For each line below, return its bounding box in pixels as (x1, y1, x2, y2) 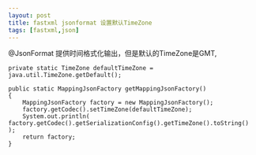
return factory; (22, 133, 77, 142)
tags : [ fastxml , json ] (8, 26, 80, 34)
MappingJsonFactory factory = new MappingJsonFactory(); (22, 99, 214, 107)
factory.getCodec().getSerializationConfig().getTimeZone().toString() (8, 120, 249, 127)
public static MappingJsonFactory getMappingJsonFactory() (8, 85, 207, 93)
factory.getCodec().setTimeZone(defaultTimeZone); (22, 105, 193, 114)
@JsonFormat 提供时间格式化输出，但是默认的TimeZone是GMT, (8, 49, 217, 58)
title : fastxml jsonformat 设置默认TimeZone (8, 19, 152, 27)
